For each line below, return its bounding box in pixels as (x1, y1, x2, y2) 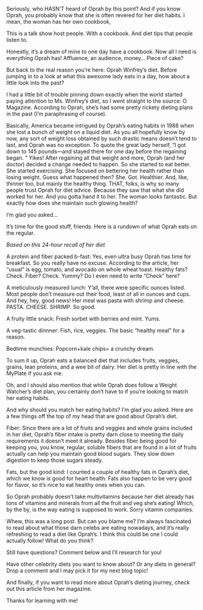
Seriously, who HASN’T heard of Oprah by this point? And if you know (6, 5, 181, 12)
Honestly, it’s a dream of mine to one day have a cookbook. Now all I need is (6, 48, 197, 55)
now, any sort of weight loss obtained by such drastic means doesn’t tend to (6, 135, 197, 142)
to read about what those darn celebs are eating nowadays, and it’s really (6, 524, 190, 531)
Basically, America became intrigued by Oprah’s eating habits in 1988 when (6, 122, 194, 129)
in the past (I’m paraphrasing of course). (6, 110, 107, 117)
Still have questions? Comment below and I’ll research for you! (6, 549, 162, 556)
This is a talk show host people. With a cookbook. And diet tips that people (6, 30, 193, 37)
